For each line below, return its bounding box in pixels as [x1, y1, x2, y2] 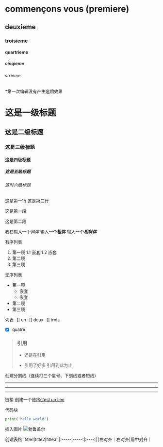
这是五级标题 [5, 169, 31, 174]
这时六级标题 [5, 182, 31, 188]
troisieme [5, 37, 28, 44]
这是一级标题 [5, 107, 57, 118]
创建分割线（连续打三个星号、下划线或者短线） [5, 373, 98, 378]
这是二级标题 [5, 128, 44, 137]
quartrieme [5, 50, 28, 55]
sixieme [5, 73, 21, 79]
